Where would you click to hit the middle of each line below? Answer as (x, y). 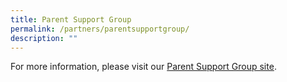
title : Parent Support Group (71, 19)
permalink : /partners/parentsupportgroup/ (100, 29)
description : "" (44, 38)
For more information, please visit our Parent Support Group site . (143, 67)
